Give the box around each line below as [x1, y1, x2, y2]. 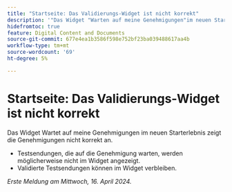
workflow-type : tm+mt [7, 42, 70, 49]
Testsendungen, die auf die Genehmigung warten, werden [17, 149, 183, 157]
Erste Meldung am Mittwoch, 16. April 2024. [7, 177, 132, 185]
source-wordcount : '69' [7, 49, 76, 56]
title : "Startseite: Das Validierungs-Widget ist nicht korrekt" [7, 10, 199, 17]
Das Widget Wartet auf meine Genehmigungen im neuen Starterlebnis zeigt [7, 128, 222, 137]
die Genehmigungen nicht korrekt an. [7, 135, 113, 144]
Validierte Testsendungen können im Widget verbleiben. [17, 164, 177, 172]
